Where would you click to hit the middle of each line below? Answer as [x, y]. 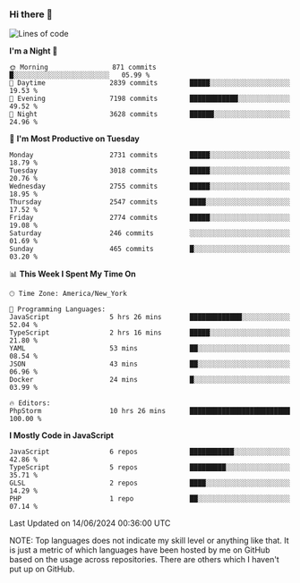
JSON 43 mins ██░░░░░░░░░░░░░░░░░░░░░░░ [150, 364]
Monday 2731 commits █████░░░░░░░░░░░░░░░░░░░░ [150, 156]
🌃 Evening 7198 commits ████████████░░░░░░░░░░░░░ [150, 99]
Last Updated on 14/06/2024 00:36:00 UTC [90, 523]
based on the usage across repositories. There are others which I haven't [144, 560]
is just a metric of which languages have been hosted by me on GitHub [140, 550]
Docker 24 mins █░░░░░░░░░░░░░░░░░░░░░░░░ [150, 380]
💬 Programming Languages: [57, 309]
